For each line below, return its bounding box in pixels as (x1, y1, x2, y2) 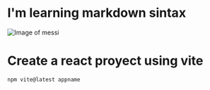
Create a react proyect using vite (7, 53, 204, 69)
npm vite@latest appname (7, 76, 81, 83)
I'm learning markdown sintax (7, 5, 186, 21)
